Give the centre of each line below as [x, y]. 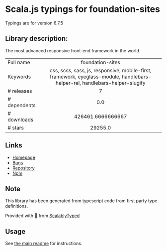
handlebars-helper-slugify [114, 83]
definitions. [17, 206]
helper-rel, [68, 83]
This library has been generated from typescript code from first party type [81, 201]
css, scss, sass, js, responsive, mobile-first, [100, 70]
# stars [16, 127]
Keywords [19, 77]
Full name [19, 62]
